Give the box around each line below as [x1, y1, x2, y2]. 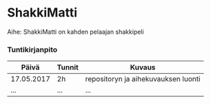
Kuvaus [130, 63, 156, 72]
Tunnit [57, 63, 79, 72]
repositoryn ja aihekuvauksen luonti [85, 74, 201, 84]
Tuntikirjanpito [7, 45, 58, 54]
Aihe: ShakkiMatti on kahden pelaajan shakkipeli [7, 28, 144, 36]
